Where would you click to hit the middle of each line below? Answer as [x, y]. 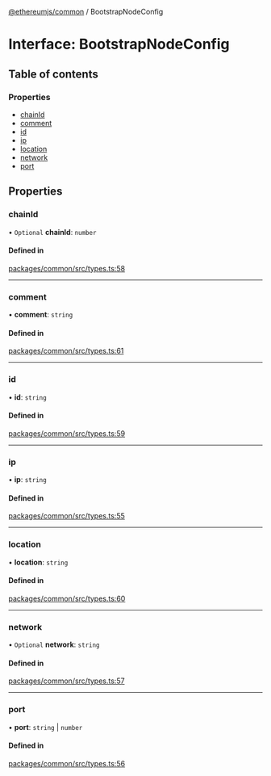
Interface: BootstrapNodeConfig [119, 44]
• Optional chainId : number [52, 232]
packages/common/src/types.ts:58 [67, 268]
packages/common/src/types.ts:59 [67, 433]
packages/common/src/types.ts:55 [67, 516]
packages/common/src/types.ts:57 [67, 681]
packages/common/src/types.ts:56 [67, 763]
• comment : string [41, 315]
